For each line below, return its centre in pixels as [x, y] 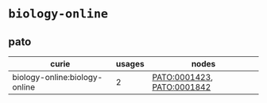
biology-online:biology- [58, 77]
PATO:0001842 [182, 87]
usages [130, 64]
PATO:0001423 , [182, 77]
